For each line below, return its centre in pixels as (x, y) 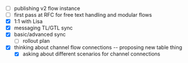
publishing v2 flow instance (47, 8)
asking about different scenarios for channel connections (91, 54)
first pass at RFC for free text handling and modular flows (83, 15)
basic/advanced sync (40, 35)
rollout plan (36, 41)
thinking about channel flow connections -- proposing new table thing (98, 47)
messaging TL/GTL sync (43, 28)
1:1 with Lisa (28, 21)
